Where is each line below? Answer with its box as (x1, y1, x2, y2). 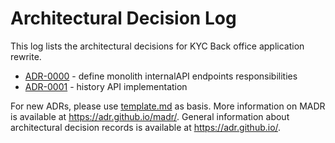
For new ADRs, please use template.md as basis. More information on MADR (10, 100, 326, 112)
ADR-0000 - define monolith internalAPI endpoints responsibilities (24, 70, 298, 82)
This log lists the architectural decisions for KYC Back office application (10, 40, 305, 52)
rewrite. (10, 50, 42, 62)
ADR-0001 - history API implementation (24, 80, 188, 92)
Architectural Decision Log (10, 7, 237, 30)
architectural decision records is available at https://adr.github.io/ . (10, 121, 282, 133)
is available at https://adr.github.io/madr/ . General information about (10, 110, 290, 122)
